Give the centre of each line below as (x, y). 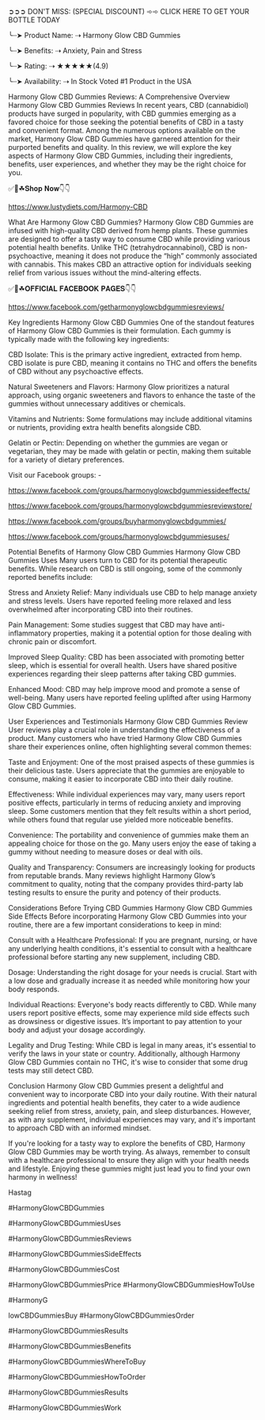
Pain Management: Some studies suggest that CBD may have (108, 625)
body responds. (34, 989)
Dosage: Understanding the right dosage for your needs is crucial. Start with (132, 972)
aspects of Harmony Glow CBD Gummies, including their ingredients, (121, 155)
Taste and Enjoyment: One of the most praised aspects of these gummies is (131, 762)
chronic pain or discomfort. (53, 641)
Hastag (20, 1192)
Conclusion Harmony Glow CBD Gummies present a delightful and (116, 1086)
